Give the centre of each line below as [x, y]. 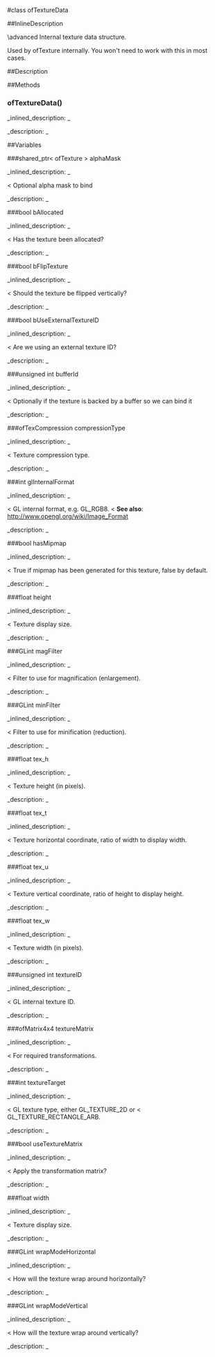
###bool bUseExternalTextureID [53, 320]
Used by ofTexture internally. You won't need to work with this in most [108, 50]
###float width [28, 1198]
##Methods [24, 85]
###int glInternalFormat [41, 482]
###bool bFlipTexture [38, 267]
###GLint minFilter [34, 705]
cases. [17, 58]
